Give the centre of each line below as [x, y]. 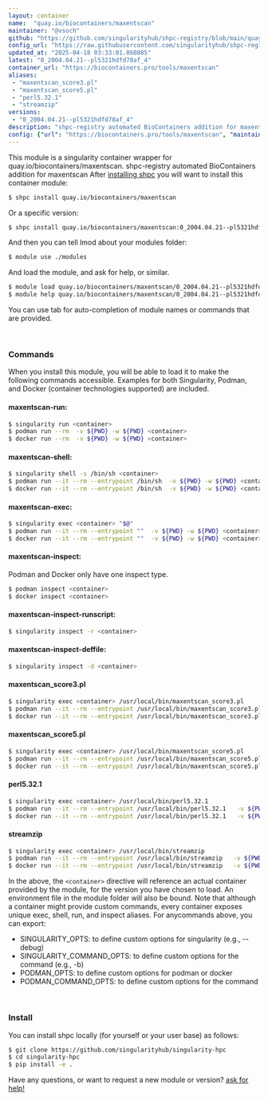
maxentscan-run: [38, 407]
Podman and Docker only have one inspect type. [89, 574]
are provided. [30, 318]
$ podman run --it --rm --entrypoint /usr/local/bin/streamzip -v [124, 859]
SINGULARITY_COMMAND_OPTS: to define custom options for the [129, 956]
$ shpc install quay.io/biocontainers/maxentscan [93, 197]
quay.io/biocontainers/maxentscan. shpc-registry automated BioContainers [132, 165]
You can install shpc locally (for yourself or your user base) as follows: [124, 1035]
